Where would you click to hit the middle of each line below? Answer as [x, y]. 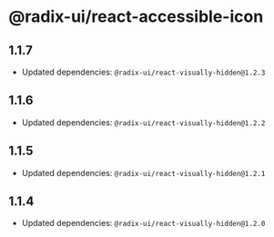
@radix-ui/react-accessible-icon [136, 17]
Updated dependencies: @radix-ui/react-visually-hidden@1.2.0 [143, 223]
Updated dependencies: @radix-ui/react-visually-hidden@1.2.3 [143, 72]
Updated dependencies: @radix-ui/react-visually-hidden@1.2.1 [143, 173]
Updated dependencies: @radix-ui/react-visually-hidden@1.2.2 [143, 122]
